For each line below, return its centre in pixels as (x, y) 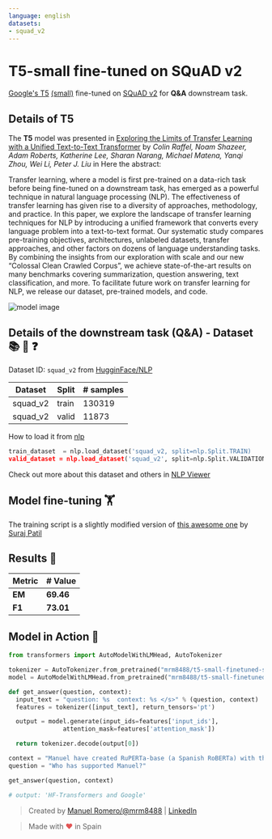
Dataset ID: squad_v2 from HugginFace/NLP (81, 370)
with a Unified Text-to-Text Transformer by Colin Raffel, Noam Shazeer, (127, 147)
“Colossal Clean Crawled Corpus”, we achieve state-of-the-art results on (130, 266)
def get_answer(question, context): (70, 692)
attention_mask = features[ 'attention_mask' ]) (139, 729)
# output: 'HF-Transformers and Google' (78, 795)
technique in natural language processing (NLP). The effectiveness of (124, 197)
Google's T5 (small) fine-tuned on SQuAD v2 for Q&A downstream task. (128, 93)
